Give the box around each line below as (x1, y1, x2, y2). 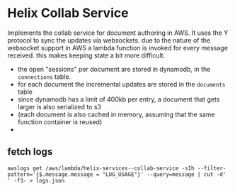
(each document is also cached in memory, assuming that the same (17, 110, 215, 119)
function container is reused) (17, 117, 103, 126)
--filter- (197, 165, 227, 172)
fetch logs (7, 146, 53, 158)
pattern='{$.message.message (7, 170, 93, 178)
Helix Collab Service (7, 5, 129, 21)
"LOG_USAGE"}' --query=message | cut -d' (102, 170, 227, 178)
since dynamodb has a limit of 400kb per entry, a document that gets (17, 94, 220, 104)
